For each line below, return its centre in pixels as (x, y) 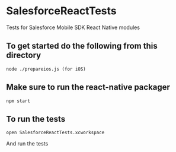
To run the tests (36, 119)
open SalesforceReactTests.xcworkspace (55, 133)
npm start (18, 101)
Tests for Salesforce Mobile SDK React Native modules (73, 27)
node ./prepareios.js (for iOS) (46, 69)
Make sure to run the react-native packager (88, 87)
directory (24, 56)
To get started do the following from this (82, 46)
